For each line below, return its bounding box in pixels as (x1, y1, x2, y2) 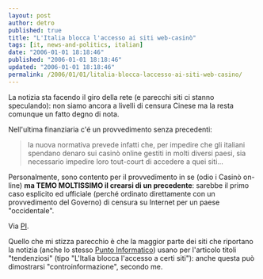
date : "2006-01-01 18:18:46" (8, 48, 105, 56)
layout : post (8, 11, 51, 20)
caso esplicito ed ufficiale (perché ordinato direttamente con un (8, 189, 215, 198)
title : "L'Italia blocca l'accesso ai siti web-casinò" (8, 33, 196, 42)
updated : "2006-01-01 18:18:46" (8, 63, 115, 71)
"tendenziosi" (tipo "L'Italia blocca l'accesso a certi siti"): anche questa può (8, 253, 255, 262)
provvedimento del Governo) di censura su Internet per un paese (8, 197, 220, 207)
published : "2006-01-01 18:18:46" (8, 56, 123, 64)
